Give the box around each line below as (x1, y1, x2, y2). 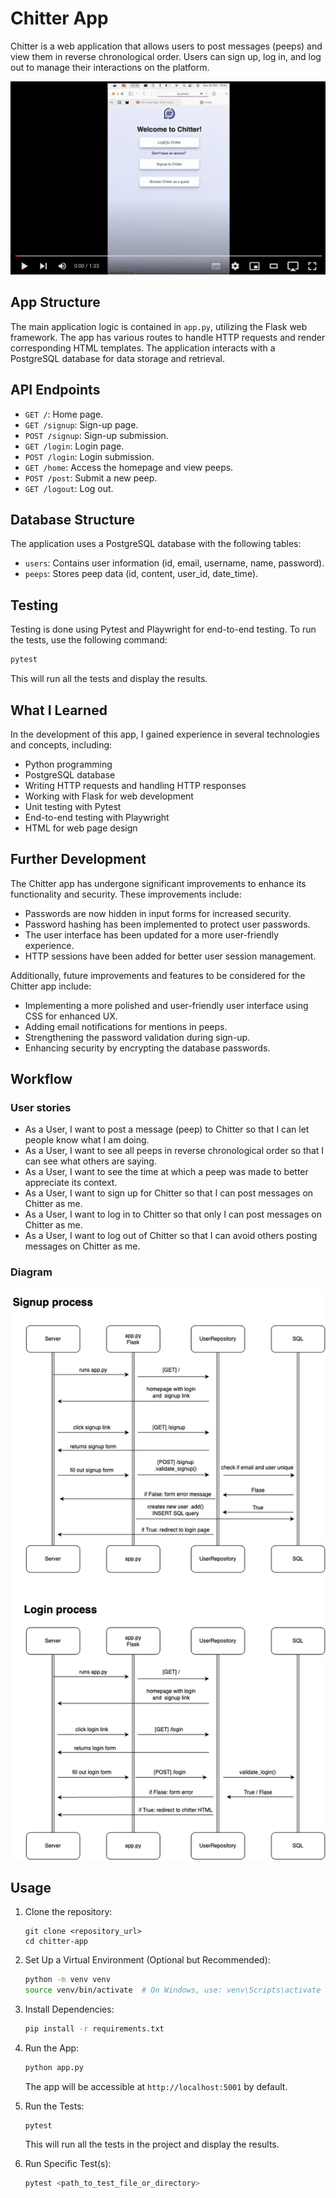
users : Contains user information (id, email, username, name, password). (24, 557, 325, 569)
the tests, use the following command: (10, 634, 168, 646)
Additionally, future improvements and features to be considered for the (10, 969, 306, 981)
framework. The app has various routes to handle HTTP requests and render (10, 331, 326, 343)
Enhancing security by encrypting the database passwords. (24, 1042, 271, 1054)
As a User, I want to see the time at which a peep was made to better (24, 1166, 309, 1178)
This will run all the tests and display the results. (10, 673, 208, 685)
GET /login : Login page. (24, 440, 125, 452)
